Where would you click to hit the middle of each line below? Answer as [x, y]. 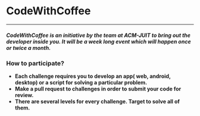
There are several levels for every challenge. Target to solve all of [97, 102]
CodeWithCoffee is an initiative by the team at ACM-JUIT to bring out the [99, 35]
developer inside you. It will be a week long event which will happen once [99, 41]
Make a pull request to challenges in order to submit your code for [98, 89]
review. [24, 95]
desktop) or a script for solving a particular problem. [81, 83]
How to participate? [35, 63]
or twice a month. [29, 48]
